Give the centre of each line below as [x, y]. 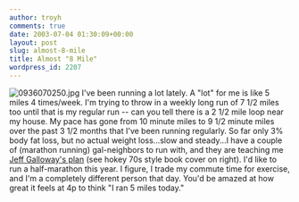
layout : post [33, 42]
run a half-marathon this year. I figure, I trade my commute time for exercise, [149, 168]
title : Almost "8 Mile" [54, 59]
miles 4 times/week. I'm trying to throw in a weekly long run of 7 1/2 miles [144, 102]
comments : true [37, 26]
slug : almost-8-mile [48, 51]
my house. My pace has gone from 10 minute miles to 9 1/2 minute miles [142, 121]
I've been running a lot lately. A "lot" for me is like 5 [176, 93]
